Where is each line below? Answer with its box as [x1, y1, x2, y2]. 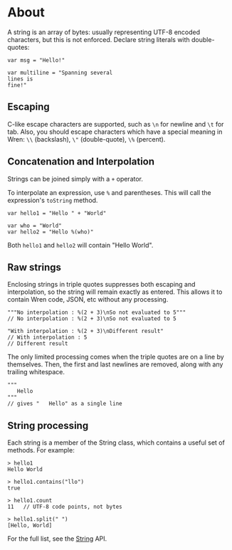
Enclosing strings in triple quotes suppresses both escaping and [7, 280, 196, 289]
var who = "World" [7, 222, 62, 229]
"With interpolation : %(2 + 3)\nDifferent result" [7, 328, 164, 335]
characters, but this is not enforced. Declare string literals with [7, 35, 190, 43]
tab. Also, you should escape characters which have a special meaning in [7, 127, 223, 136]
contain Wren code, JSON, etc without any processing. [7, 295, 169, 304]
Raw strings [7, 261, 62, 273]
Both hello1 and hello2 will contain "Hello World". [7, 240, 154, 249]
